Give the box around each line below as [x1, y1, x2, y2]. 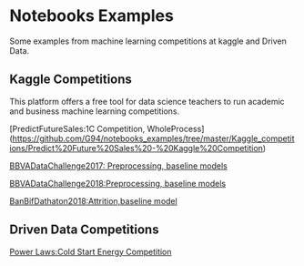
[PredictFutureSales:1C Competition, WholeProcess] [9, 123, 205, 134]
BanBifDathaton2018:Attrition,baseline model [9, 195, 177, 206]
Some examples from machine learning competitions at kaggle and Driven [9, 36, 287, 46]
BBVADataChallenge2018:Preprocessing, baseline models [9, 178, 226, 189]
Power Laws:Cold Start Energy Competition [9, 246, 172, 257]
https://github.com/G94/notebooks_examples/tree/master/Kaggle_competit [12, 133, 295, 144]
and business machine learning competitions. [9, 106, 180, 117]
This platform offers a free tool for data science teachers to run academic [9, 96, 285, 107]
